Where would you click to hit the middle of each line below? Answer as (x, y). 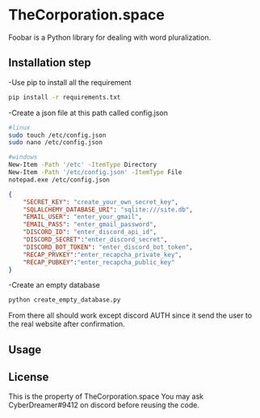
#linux (19, 127)
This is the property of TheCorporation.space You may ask (106, 397)
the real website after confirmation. (67, 324)
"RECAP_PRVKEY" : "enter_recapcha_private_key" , (103, 254)
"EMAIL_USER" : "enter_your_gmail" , (83, 217)
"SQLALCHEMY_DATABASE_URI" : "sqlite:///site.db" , (108, 209)
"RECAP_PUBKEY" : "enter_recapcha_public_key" (99, 262)
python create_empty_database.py (65, 300)
